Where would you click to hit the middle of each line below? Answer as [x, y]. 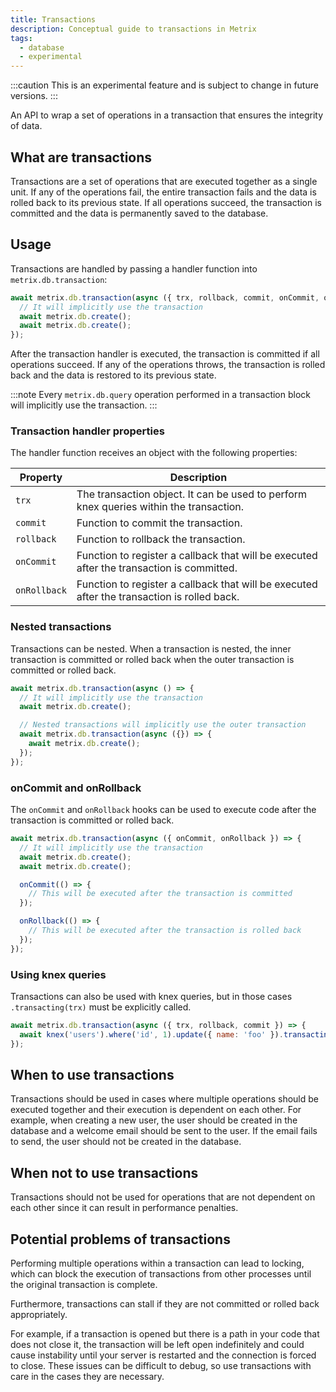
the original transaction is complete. [84, 1284]
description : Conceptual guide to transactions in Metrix [133, 29]
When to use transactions [92, 1074]
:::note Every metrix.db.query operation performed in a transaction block [161, 395]
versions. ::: [34, 96]
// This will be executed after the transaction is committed [160, 894]
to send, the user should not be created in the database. [126, 1142]
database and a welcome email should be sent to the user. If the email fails [164, 1131]
